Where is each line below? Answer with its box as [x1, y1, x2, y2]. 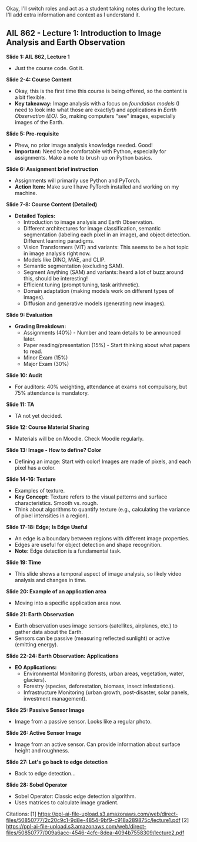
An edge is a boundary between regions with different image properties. [14, 534, 190, 541]
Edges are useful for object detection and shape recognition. [14, 541, 162, 548]
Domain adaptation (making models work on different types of [23, 287, 175, 294]
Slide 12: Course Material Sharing [6, 424, 89, 431]
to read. [23, 348, 43, 355]
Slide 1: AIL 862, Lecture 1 [6, 53, 70, 60]
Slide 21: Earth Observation [6, 610, 75, 618]
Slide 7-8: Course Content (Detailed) [6, 200, 98, 208]
